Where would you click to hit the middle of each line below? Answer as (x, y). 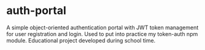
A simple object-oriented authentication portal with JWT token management (102, 27)
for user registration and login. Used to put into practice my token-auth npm (102, 34)
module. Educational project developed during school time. (81, 40)
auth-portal (36, 11)
